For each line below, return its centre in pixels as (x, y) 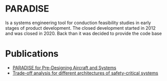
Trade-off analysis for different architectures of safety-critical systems (85, 73)
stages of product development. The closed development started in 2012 (80, 28)
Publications (32, 54)
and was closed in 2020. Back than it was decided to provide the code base (83, 33)
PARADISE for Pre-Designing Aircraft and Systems (64, 67)
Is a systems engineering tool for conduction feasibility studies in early (78, 23)
